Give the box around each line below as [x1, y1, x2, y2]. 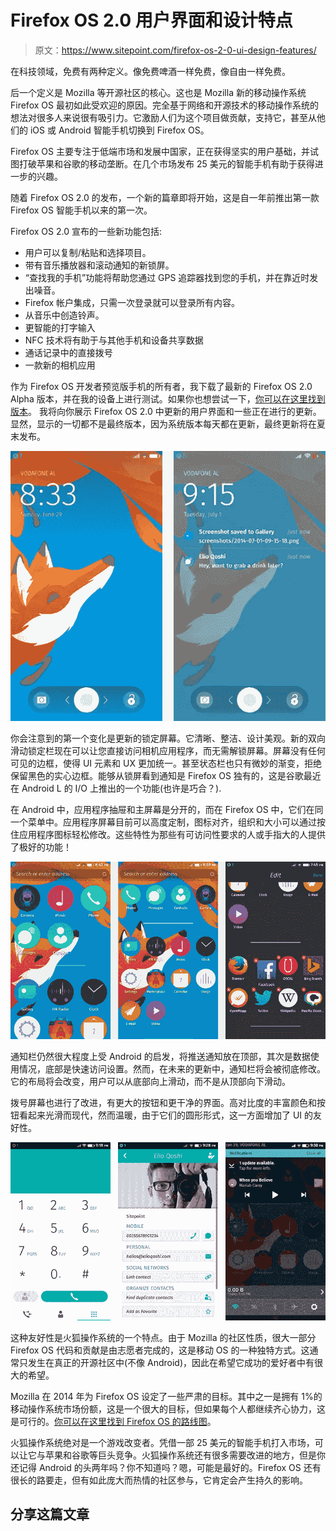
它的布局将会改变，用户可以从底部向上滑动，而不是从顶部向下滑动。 [10, 1076, 291, 1088]
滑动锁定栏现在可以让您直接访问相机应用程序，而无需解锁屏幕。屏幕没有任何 [10, 744, 326, 756]
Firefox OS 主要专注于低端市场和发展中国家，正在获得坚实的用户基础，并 [10, 145, 310, 157]
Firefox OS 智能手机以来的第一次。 [10, 204, 153, 216]
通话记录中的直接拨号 [24, 346, 113, 358]
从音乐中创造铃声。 [24, 309, 105, 321]
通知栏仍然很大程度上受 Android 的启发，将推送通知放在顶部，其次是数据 [10, 1051, 311, 1063]
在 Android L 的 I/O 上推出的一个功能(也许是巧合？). [10, 782, 222, 794]
